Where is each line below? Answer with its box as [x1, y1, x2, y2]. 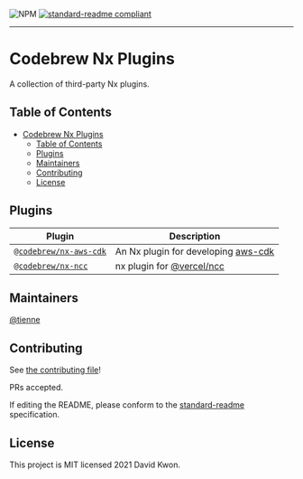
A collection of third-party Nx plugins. [9, 78, 151, 89]
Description [169, 230, 221, 242]
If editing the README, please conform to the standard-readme [9, 399, 245, 410]
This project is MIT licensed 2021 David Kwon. [9, 459, 180, 470]
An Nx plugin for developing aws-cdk [115, 245, 275, 258]
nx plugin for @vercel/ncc [115, 259, 225, 272]
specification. [9, 409, 60, 420]
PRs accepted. [9, 382, 64, 393]
